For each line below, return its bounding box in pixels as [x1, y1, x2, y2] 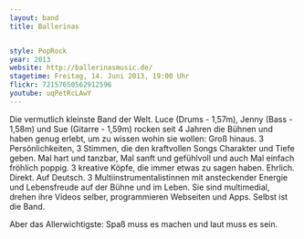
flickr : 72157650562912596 [9, 80, 112, 89]
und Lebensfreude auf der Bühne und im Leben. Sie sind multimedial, [9, 182, 270, 192]
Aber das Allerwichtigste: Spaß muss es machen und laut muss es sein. [9, 218, 278, 229]
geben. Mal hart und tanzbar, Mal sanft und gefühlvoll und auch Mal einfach [9, 152, 295, 163]
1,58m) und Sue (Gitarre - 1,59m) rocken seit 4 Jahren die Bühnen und [9, 123, 274, 134]
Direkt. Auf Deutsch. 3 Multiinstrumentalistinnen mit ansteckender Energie [9, 171, 288, 182]
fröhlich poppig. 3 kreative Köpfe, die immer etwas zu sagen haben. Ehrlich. [9, 161, 295, 173]
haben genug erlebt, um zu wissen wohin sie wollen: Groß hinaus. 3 [9, 133, 265, 144]
